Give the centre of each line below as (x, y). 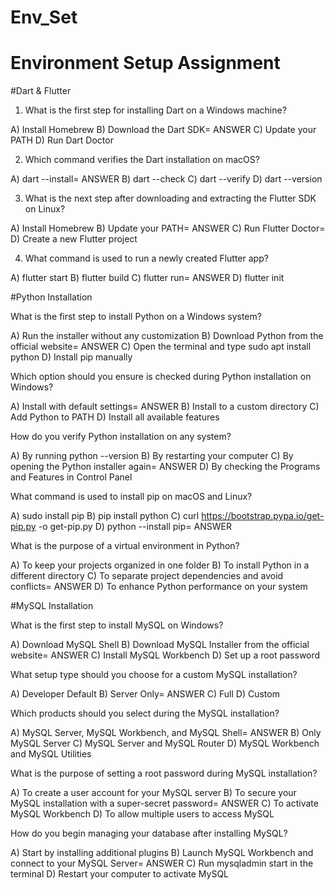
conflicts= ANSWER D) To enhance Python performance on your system (159, 587)
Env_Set (44, 17)
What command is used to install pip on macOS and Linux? (131, 497)
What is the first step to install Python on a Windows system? (136, 317)
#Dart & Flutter (41, 91)
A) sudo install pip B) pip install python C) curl (105, 516)
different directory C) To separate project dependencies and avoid (147, 576)
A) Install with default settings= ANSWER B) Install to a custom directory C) (165, 407)
